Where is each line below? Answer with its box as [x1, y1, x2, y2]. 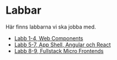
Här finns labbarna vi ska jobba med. [5, 23, 96, 30]
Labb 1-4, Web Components [14, 34, 84, 42]
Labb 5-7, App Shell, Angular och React [14, 41, 111, 48]
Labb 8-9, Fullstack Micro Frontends [14, 47, 104, 54]
